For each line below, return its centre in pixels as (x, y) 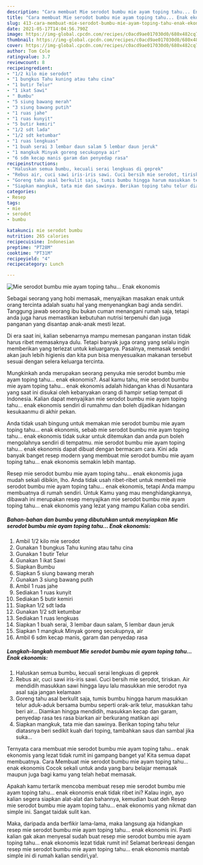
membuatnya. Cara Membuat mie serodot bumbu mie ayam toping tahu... (98, 762)
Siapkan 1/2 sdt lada (40, 605)
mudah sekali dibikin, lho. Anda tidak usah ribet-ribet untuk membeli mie (96, 480)
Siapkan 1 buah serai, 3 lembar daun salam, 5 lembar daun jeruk (95, 625)
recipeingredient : (30, 68)
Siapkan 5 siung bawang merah (55, 573)
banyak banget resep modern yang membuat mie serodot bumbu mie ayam (101, 455)
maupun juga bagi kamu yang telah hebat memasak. (72, 774)
